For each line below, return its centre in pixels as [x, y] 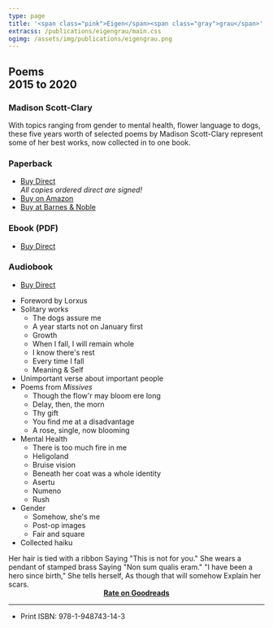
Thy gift [45, 412]
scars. [19, 584]
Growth [45, 335]
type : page [27, 16]
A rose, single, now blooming [81, 430]
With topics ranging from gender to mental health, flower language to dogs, [135, 125]
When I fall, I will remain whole [83, 343]
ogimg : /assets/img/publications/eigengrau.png [91, 39]
